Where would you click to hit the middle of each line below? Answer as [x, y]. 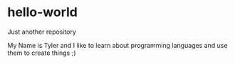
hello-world [43, 12]
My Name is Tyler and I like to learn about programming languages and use [117, 45]
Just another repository [42, 32]
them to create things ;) [42, 53]
